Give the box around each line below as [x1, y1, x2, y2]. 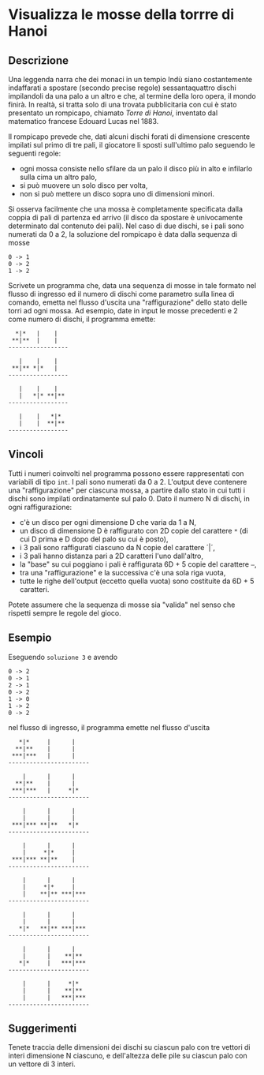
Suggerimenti [8, 1022, 77, 1036]
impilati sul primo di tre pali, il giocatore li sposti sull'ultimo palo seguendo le [8, 140, 255, 149]
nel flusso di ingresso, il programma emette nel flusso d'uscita [8, 722, 210, 732]
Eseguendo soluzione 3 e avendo [8, 652, 118, 661]
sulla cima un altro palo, [19, 172, 97, 182]
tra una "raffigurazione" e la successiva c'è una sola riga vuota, [19, 567, 226, 577]
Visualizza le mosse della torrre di [8, 6, 235, 24]
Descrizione [8, 54, 69, 67]
